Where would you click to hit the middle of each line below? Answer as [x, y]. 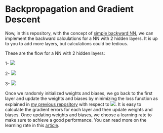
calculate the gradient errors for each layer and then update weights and [79, 109]
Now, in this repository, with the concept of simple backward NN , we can [79, 33]
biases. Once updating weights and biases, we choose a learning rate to [79, 115]
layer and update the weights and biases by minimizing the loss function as [81, 98]
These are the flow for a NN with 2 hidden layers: [55, 53]
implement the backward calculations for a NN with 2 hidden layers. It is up [81, 38]
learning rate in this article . [32, 125]
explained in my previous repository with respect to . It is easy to [73, 104]
